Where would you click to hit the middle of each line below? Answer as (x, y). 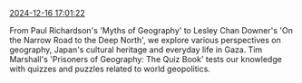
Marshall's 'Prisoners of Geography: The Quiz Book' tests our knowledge (146, 59)
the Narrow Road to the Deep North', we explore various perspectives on (145, 40)
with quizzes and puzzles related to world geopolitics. (110, 69)
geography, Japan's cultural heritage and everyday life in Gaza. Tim (136, 50)
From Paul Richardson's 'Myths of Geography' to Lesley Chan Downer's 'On (151, 30)
